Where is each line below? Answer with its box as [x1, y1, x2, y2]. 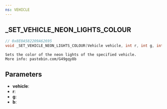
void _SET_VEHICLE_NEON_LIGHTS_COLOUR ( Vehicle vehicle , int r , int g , [5, 43, 155, 49]
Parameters [5, 70, 42, 78]
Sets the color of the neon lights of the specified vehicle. [5, 53, 137, 57]
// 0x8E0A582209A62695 [5, 39, 52, 44]
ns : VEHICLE [5, 7, 30, 12]
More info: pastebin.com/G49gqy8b [5, 56, 77, 62]
